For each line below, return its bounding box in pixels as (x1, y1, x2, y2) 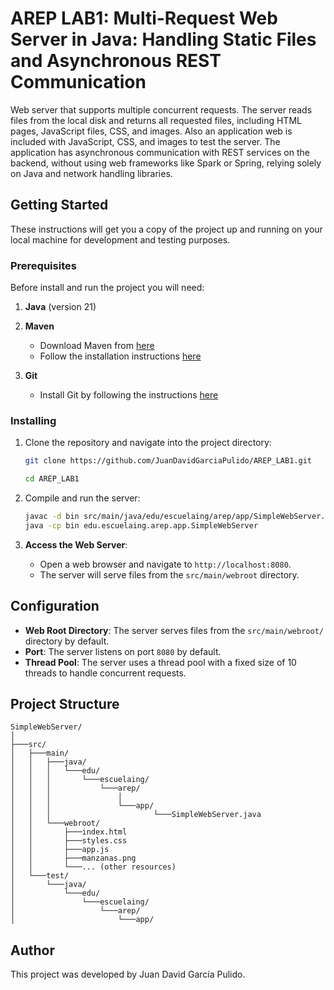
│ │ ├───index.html (10, 827, 128, 837)
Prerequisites (10, 258, 77, 272)
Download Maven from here (39, 340, 155, 352)
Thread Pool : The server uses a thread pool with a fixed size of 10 (24, 656, 297, 668)
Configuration (10, 598, 100, 615)
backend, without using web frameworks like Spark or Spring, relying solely (10, 157, 322, 169)
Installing (10, 413, 57, 427)
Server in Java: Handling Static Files (10, 28, 317, 51)
